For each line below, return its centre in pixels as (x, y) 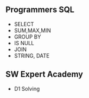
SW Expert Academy (44, 75)
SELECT (24, 24)
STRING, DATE (32, 55)
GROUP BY (27, 37)
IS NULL (24, 43)
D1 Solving (27, 88)
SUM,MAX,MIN (32, 30)
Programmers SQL (40, 10)
